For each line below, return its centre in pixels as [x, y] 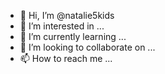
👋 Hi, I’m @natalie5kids [67, 15]
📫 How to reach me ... [66, 58]
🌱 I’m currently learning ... [73, 36]
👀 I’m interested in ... [62, 26]
